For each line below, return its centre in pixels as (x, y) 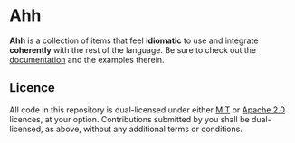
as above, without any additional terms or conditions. (143, 129)
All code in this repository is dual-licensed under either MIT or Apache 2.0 (147, 110)
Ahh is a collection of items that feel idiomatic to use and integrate (134, 40)
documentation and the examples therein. (87, 59)
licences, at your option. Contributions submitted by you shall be (130, 119)
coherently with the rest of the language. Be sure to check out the (133, 49)
